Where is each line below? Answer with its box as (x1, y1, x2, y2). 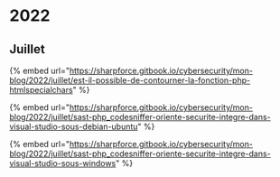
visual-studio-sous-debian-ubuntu (9, 121, 138, 132)
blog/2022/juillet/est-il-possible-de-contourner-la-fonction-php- (9, 75, 251, 86)
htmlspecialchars (9, 85, 74, 95)
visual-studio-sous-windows (9, 158, 117, 168)
